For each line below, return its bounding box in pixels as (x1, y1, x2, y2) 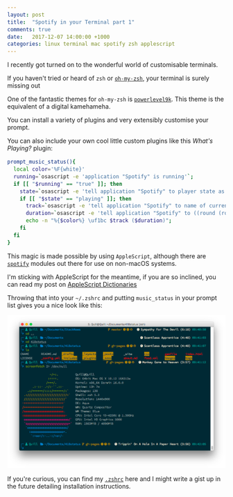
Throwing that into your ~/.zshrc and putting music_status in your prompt (7, 293, 217, 302)
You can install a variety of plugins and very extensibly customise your (7, 116, 209, 125)
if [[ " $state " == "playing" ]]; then (19, 195, 132, 202)
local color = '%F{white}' (13, 166, 85, 173)
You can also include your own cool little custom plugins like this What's (7, 136, 214, 145)
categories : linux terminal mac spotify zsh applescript (7, 40, 175, 48)
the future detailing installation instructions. (7, 482, 131, 490)
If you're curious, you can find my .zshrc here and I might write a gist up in (7, 474, 221, 483)
